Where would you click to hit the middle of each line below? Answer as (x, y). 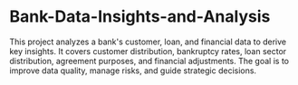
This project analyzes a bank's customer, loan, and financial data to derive (148, 42)
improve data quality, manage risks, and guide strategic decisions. (133, 71)
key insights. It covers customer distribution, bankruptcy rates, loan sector (148, 51)
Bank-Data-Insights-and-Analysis (140, 17)
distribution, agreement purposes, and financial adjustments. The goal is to (149, 61)
